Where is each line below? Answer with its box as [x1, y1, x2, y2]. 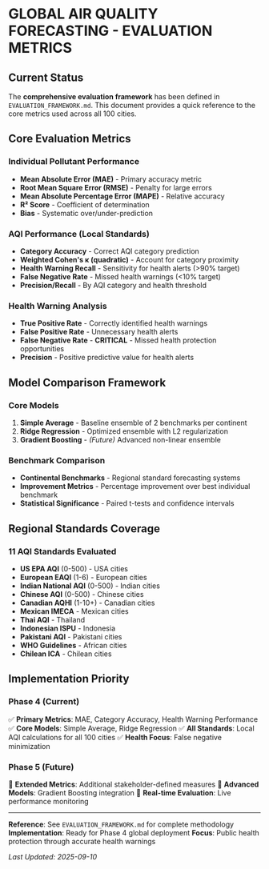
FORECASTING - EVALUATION [8, 22, 213, 40]
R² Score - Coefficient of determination [19, 199, 150, 209]
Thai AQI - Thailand [19, 615, 86, 624]
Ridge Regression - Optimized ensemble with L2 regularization [19, 426, 228, 436]
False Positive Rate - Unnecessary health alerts [19, 327, 179, 337]
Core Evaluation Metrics [8, 132, 131, 146]
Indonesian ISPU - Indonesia [19, 623, 116, 633]
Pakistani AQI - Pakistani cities [19, 631, 122, 641]
